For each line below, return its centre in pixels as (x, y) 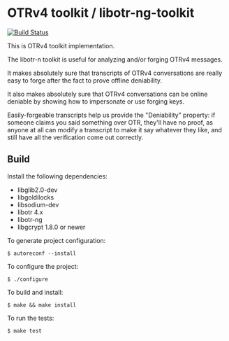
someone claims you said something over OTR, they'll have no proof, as (110, 122)
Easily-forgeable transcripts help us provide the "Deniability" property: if (111, 115)
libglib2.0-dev (37, 190)
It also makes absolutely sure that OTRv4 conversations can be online (108, 94)
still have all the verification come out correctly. (75, 137)
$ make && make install (42, 305)
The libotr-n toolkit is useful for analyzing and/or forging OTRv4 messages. (115, 59)
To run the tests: (31, 318)
